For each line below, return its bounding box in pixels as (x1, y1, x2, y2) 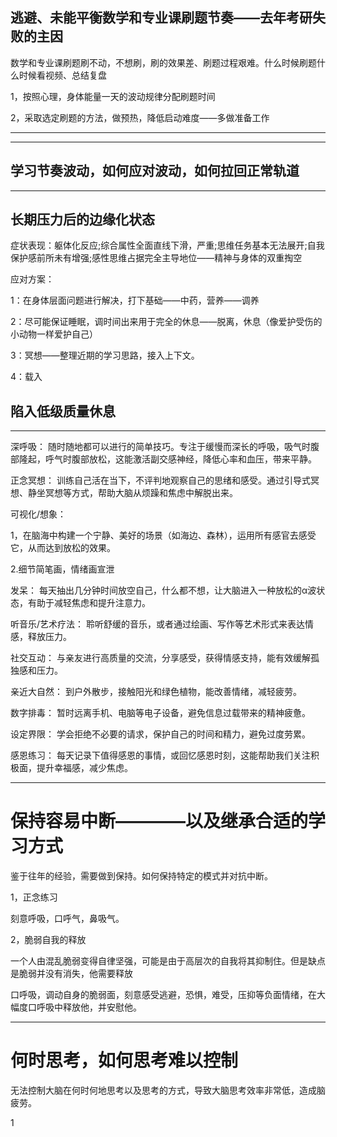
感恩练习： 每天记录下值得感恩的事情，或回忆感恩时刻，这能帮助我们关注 (10, 749, 311, 762)
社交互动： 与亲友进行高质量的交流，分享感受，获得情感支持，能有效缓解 (10, 652, 311, 664)
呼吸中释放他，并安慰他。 (36, 1001, 142, 1013)
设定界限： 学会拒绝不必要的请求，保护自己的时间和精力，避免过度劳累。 (10, 728, 311, 740)
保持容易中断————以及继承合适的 (10, 810, 309, 833)
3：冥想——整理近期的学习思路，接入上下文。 (10, 349, 200, 362)
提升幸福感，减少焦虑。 (36, 762, 133, 774)
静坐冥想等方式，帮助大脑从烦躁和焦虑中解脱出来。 (27, 487, 238, 499)
